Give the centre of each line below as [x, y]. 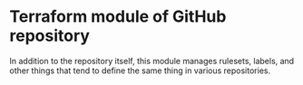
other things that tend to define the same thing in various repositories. [140, 71]
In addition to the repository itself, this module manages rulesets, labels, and [152, 61]
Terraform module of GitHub [118, 17]
